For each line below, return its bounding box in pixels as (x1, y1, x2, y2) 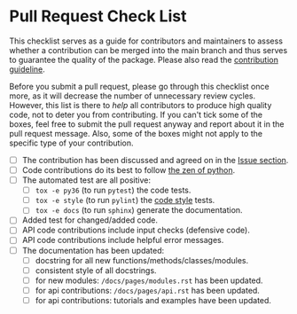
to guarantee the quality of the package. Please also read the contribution (9, 54, 279, 65)
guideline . (9, 64, 46, 75)
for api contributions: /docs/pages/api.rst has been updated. (35, 285, 260, 295)
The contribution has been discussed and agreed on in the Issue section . (21, 154, 289, 165)
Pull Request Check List (9, 6, 187, 27)
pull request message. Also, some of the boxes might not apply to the (9, 128, 263, 138)
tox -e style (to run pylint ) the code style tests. (35, 195, 215, 206)
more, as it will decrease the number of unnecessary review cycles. (9, 90, 256, 101)
